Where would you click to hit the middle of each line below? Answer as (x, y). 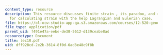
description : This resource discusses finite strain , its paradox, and (80, 14)
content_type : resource (29, 9)
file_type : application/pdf (33, 27)
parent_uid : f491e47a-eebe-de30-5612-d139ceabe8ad (57, 32)
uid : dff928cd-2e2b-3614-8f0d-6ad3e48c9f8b (50, 45)
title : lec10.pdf (23, 41)
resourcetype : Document (29, 36)
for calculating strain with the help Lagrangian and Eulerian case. (81, 18)
